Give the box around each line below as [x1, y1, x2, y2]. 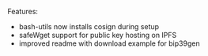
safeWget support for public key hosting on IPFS [18, 31, 177, 39]
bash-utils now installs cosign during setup [18, 22, 160, 31]
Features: [7, 7, 39, 16]
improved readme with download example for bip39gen [18, 39, 200, 48]
